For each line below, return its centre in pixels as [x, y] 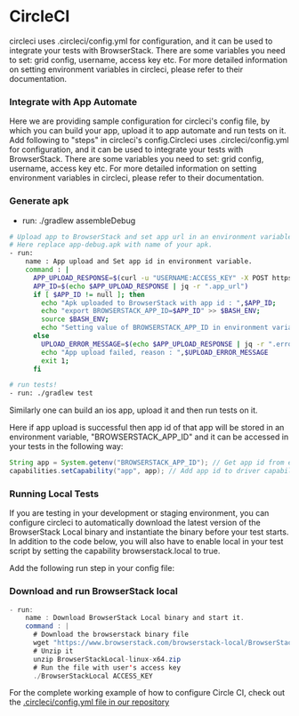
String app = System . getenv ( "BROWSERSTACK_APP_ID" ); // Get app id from [147, 463]
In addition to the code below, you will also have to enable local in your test [146, 542]
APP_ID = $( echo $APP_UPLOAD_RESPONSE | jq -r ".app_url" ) [141, 286]
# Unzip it [53, 651]
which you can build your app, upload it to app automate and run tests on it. [148, 131]
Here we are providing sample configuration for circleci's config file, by [140, 121]
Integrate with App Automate [73, 101]
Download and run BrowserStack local [93, 591]
